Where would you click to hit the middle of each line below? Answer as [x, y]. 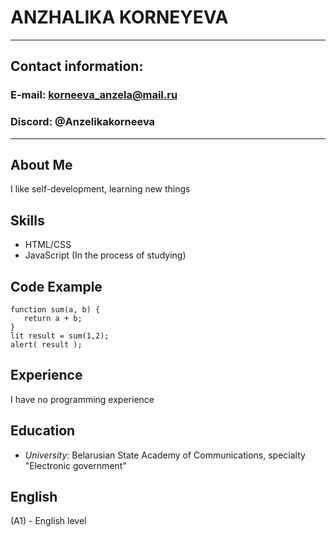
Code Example [56, 286]
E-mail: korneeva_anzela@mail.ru [94, 95]
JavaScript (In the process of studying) [105, 255]
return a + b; [53, 318]
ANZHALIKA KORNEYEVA [119, 17]
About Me [41, 164]
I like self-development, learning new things [100, 189]
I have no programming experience [82, 399]
